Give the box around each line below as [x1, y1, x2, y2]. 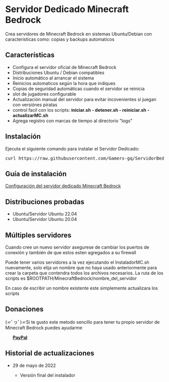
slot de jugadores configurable [12, 91, 76, 97]
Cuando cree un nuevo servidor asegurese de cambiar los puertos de [5, 244, 149, 250]
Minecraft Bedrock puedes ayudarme [5, 325, 82, 331]
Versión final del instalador [20, 372, 75, 378]
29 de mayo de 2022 [12, 362, 56, 368]
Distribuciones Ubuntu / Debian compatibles [12, 69, 105, 75]
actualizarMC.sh [12, 112, 49, 118]
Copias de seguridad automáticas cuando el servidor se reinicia [12, 86, 145, 92]
